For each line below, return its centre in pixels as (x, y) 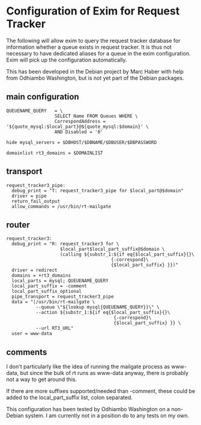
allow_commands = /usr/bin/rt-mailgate (61, 206)
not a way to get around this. (41, 379)
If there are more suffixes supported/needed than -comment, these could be (101, 391)
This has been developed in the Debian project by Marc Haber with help (95, 71)
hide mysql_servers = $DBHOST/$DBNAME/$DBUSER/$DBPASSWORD (82, 142)
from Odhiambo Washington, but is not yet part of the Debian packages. (95, 78)
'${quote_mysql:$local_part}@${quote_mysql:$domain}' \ (77, 127)
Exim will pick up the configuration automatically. (67, 60)
